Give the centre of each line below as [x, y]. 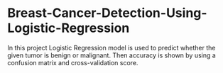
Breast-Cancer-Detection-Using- [107, 13]
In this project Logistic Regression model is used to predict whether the [111, 47]
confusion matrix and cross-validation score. [73, 62]
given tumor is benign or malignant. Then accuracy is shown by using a [112, 55]
